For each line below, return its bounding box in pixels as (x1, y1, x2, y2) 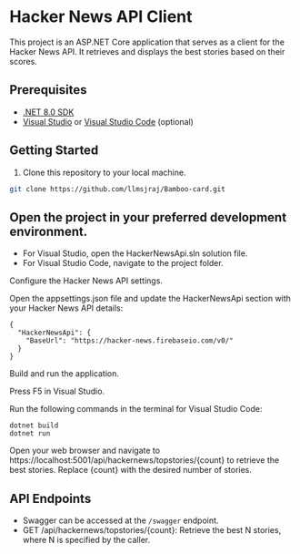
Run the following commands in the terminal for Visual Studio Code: (9, 404, 263, 415)
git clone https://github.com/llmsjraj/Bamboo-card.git (9, 184, 225, 193)
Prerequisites (9, 82, 87, 97)
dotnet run (9, 429, 51, 438)
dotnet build (9, 421, 59, 430)
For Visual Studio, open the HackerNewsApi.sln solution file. (22, 248, 248, 259)
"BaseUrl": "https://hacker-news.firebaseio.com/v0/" (25, 336, 234, 345)
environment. (9, 223, 88, 239)
